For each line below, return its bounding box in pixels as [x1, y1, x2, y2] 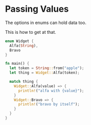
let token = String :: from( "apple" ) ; [9, 66, 84, 71]
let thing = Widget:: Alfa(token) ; [9, 70, 80, 75]
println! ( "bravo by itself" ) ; [18, 102, 80, 107]
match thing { [9, 79, 38, 84]
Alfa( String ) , [9, 43, 38, 48]
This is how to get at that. [5, 29, 56, 35]
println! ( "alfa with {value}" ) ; [18, 88, 84, 93]
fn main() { [5, 61, 29, 66]
